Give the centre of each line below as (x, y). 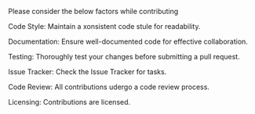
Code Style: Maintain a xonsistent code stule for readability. (104, 26)
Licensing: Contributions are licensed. (69, 102)
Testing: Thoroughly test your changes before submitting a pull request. (124, 57)
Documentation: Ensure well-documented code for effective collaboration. (128, 41)
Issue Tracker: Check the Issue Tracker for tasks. (87, 72)
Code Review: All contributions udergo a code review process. (109, 87)
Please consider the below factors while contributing (93, 11)
